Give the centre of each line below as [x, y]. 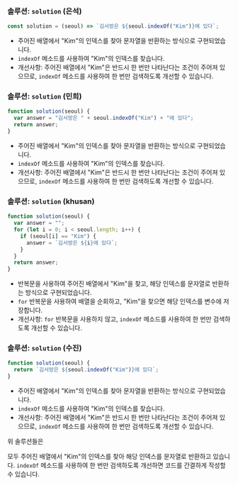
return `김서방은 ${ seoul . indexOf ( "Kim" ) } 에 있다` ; [86, 370]
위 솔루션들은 [25, 442]
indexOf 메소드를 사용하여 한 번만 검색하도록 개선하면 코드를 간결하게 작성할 [121, 465]
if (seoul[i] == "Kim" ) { [58, 236]
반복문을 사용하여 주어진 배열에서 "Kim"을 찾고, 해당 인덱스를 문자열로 [114, 284]
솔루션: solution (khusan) [51, 201]
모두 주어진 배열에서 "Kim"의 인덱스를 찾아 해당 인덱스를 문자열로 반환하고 [109, 457]
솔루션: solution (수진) [45, 348]
